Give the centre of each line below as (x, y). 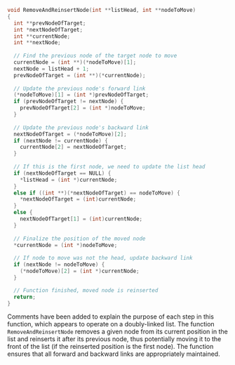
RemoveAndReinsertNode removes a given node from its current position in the (117, 332)
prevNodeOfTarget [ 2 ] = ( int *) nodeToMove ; (83, 108)
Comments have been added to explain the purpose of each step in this (110, 317)
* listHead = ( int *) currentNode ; (69, 180)
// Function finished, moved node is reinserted (86, 290)
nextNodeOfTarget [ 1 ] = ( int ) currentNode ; (81, 219)
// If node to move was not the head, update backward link (103, 258)
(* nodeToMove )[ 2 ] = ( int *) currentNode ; (80, 271)
